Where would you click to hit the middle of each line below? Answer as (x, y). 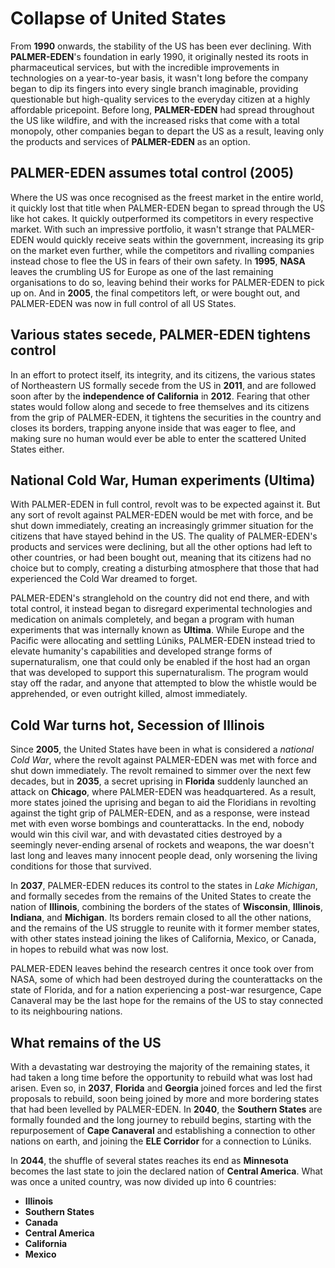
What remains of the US (86, 1042)
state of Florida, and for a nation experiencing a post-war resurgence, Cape (166, 990)
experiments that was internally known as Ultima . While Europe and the (157, 630)
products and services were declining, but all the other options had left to (161, 547)
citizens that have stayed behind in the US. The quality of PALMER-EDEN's (164, 536)
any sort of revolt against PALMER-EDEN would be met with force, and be (162, 515)
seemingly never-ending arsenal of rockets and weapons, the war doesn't (162, 845)
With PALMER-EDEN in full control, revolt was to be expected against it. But (165, 504)
